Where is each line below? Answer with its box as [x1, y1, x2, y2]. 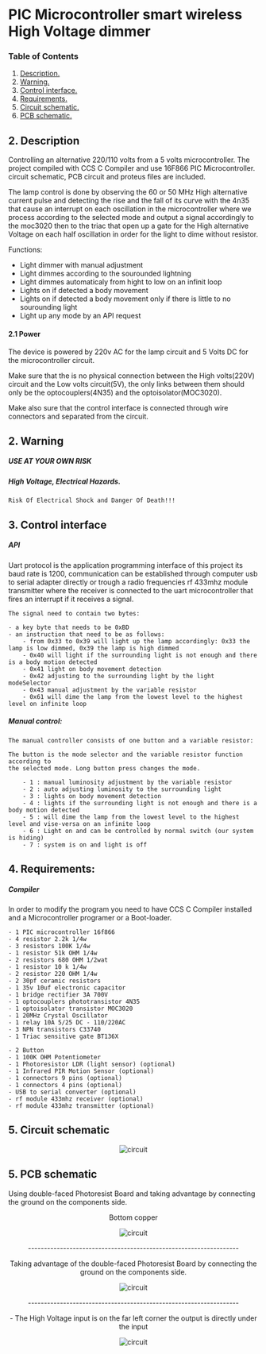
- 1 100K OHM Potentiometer [8, 1053, 102, 1061]
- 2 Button [8, 1046, 44, 1054]
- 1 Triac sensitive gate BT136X [8, 1032, 119, 1040]
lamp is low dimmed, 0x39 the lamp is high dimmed [8, 644, 179, 652]
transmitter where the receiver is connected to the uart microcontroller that [8, 585, 254, 595]
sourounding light [19, 303, 78, 312]
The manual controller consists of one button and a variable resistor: [8, 736, 254, 744]
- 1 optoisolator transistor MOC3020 [8, 1005, 133, 1013]
